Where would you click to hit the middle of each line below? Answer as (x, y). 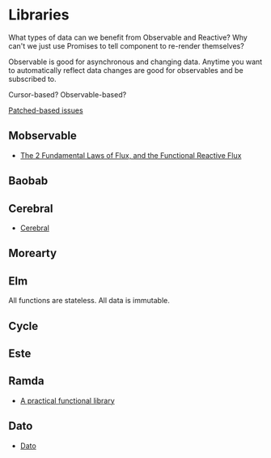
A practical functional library (67, 400)
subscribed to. (32, 79)
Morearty (33, 253)
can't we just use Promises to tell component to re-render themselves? (126, 45)
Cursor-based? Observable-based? (68, 94)
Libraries (39, 15)
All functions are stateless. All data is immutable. (89, 301)
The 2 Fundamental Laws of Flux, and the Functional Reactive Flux (131, 155)
